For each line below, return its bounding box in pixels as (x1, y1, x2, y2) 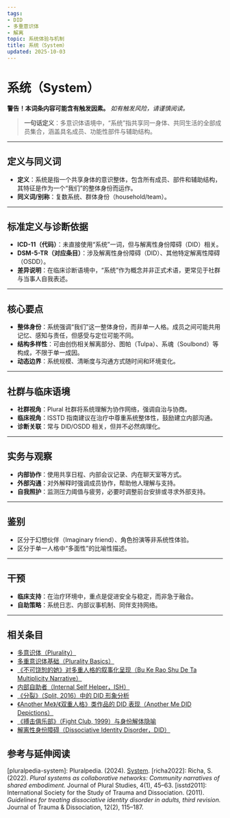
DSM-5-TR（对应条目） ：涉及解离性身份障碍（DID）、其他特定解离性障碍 (16, 249, 220, 258)
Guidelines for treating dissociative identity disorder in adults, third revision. (7, 796, 221, 804)
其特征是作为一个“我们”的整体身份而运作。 (16, 183, 137, 192)
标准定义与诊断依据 (7, 221, 88, 233)
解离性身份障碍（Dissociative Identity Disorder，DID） (16, 726, 171, 734)
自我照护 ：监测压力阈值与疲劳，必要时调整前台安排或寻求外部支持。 (16, 487, 209, 495)
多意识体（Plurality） (16, 648, 77, 657)
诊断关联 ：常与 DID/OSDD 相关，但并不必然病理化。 (16, 422, 164, 431)
